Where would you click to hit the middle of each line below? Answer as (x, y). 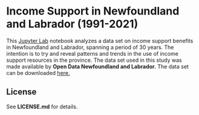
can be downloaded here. (38, 73)
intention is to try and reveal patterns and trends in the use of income (92, 53)
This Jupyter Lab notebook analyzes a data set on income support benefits (100, 41)
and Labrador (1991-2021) (72, 24)
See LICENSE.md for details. (42, 107)
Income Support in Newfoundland (93, 11)
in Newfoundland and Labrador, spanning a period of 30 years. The (90, 47)
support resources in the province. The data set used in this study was (94, 60)
